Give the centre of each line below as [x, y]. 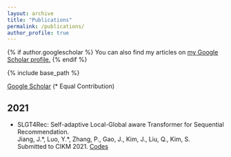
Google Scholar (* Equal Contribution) [61, 86]
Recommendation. [43, 132]
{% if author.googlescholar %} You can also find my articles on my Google [113, 52]
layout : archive [30, 13]
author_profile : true [38, 33]
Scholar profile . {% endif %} [47, 60]
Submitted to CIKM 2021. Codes [63, 147]
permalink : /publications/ [46, 26]
